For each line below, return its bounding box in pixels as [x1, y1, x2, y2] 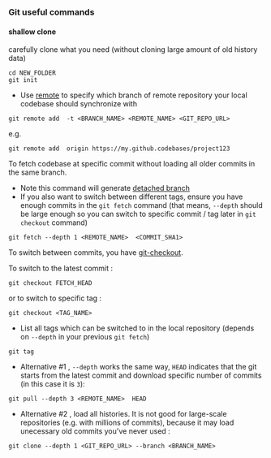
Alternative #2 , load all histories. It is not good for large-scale [19, 409, 227, 419]
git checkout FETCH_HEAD [8, 279, 92, 287]
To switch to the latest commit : [8, 263, 114, 274]
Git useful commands [8, 6, 95, 18]
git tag [8, 348, 35, 356]
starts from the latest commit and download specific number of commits [19, 370, 262, 380]
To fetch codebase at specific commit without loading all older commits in [8, 159, 256, 169]
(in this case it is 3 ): [19, 379, 85, 389]
